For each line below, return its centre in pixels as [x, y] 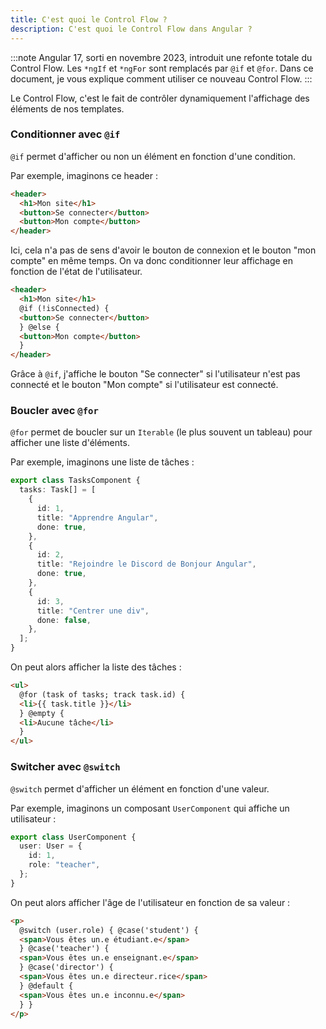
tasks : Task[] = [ [58, 490]
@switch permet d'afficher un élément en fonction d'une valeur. [140, 788]
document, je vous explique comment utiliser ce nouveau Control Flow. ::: [161, 78]
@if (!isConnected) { [64, 308]
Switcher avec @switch [65, 767]
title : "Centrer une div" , [93, 611]
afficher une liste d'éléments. [70, 443]
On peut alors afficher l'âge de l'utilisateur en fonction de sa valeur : [150, 902]
